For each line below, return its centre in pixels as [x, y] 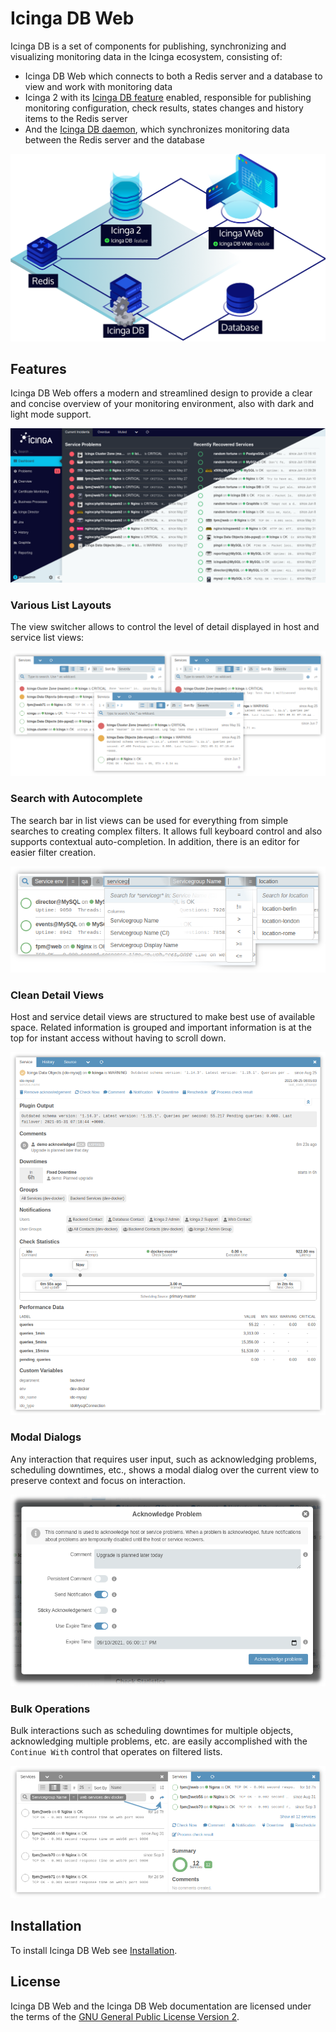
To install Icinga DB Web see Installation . [94, 1950]
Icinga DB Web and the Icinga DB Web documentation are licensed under [161, 2006]
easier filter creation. [53, 852]
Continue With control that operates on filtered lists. [116, 1752]
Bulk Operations [50, 1709]
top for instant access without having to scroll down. [118, 1038]
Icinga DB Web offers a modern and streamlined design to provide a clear [161, 393]
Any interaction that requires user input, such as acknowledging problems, [164, 1459]
